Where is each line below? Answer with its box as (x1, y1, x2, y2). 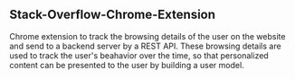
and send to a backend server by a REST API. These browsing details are (9, 40, 282, 51)
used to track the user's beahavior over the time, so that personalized (9, 49, 269, 61)
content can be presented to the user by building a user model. (9, 59, 244, 70)
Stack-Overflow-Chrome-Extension (9, 7, 215, 22)
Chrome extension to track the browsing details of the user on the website (9, 31, 286, 41)
